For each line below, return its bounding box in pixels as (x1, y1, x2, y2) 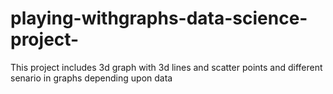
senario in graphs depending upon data (10, 72, 173, 84)
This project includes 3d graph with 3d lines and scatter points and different (10, 61, 323, 73)
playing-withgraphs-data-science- (10, 7, 308, 30)
